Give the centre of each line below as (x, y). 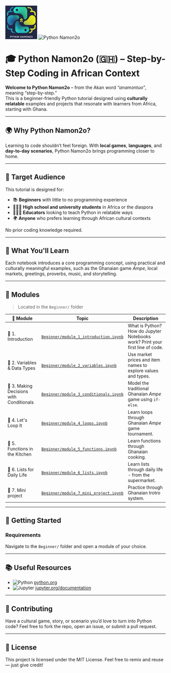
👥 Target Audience (35, 177)
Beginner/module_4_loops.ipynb (75, 423)
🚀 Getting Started (33, 521)
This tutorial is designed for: (35, 189)
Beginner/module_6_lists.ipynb (75, 472)
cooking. (137, 457)
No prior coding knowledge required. (44, 230)
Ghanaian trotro (144, 493)
